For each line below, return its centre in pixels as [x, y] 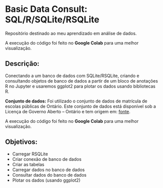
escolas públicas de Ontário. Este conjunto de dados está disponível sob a [81, 106]
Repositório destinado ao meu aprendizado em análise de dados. [71, 33]
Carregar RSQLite [30, 154]
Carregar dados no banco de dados [49, 170]
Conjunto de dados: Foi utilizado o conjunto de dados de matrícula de [76, 101]
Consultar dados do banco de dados [49, 175]
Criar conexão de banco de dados [47, 159]
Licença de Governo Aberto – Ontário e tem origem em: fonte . [68, 111]
